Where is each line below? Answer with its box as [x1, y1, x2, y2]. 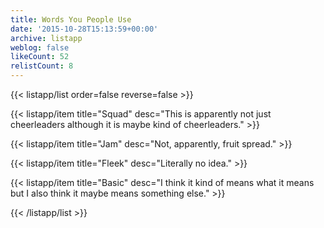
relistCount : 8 [10, 61, 74, 71]
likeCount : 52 [10, 52, 70, 62]
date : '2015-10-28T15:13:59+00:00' [10, 24, 159, 34]
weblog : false [10, 42, 70, 53]
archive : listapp [10, 33, 83, 43]
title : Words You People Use [10, 14, 132, 25]
